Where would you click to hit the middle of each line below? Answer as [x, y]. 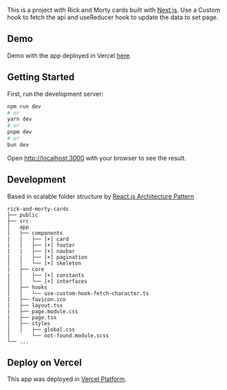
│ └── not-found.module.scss [58, 336]
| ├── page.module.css [43, 311]
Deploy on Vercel [45, 362]
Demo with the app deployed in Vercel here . [69, 55]
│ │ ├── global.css [41, 329]
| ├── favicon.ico [37, 299]
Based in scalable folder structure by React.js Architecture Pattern [101, 196]
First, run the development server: [55, 94]
